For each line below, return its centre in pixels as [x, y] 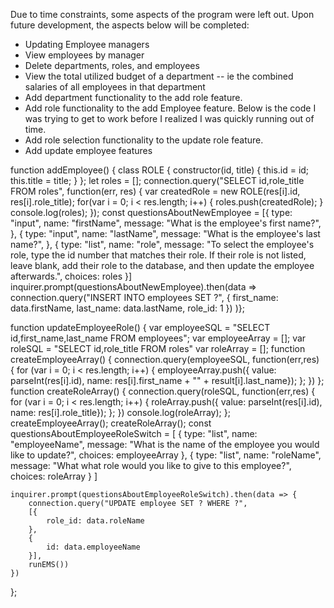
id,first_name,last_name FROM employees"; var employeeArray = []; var [158, 338]
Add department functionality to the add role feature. [133, 97]
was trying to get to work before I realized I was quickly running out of [169, 118]
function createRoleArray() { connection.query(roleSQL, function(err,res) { [163, 391]
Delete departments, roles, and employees [112, 65]
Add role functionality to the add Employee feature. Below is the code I [170, 108]
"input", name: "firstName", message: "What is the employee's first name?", [166, 223]
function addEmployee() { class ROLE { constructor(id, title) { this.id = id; [160, 170]
